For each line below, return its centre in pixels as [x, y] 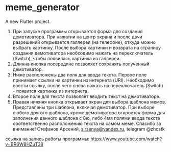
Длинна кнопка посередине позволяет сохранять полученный [81, 64]
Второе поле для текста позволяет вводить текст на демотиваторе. [87, 96]
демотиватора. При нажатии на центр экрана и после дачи [78, 37]
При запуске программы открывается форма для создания [78, 31]
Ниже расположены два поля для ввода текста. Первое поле [80, 74]
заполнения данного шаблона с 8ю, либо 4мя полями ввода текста [86, 118]
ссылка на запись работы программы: [47, 139]
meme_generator [43, 7]
